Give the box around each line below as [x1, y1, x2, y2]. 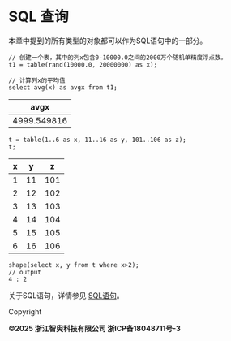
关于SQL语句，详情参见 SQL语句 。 [8, 290, 124, 300]
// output [8, 268, 42, 276]
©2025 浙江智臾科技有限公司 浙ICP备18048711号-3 [8, 323, 181, 333]
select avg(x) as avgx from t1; [8, 83, 118, 92]
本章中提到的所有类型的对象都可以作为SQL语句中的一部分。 [8, 36, 207, 45]
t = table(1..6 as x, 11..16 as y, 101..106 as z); [8, 136, 186, 144]
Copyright [8, 306, 42, 317]
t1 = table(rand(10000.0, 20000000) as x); [8, 60, 158, 69]
